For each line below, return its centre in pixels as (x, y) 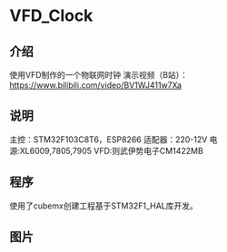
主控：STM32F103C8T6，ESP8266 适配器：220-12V (109, 139)
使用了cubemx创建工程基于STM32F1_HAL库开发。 (104, 206)
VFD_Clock (51, 16)
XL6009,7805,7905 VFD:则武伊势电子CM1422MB (112, 150)
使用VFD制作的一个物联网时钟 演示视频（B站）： (99, 75)
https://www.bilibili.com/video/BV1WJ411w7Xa (96, 85)
